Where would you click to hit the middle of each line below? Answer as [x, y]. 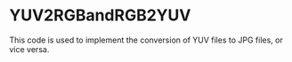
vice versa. [29, 49]
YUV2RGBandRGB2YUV [100, 15]
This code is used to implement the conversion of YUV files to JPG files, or [146, 40]
